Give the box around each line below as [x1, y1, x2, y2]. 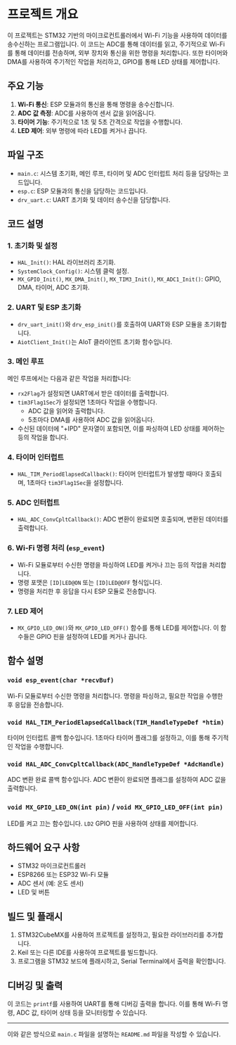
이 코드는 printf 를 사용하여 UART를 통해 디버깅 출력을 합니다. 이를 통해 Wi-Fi [7, 1000, 221, 1008]
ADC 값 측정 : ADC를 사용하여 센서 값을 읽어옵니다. [17, 108, 157, 117]
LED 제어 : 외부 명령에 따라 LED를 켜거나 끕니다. [17, 126, 147, 134]
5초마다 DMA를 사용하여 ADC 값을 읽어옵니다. [27, 415, 155, 424]
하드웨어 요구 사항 [7, 842, 80, 854]
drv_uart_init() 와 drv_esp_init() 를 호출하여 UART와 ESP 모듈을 [17, 319, 203, 328]
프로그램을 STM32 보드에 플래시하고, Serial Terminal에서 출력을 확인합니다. [17, 957, 226, 965]
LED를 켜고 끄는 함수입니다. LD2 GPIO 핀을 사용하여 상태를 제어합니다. [7, 819, 199, 828]
